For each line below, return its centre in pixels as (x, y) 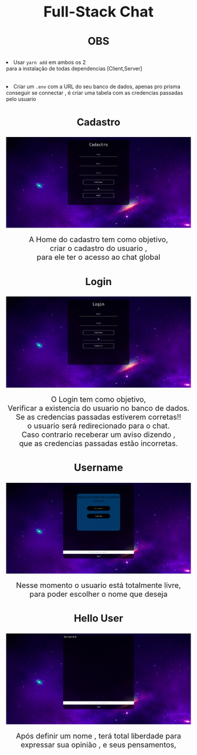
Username (98, 467)
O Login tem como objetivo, (98, 399)
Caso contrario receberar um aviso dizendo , (98, 435)
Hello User (98, 618)
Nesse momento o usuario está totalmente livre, (98, 585)
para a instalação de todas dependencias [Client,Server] (74, 69)
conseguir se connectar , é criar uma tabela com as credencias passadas (95, 93)
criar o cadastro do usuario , (98, 248)
